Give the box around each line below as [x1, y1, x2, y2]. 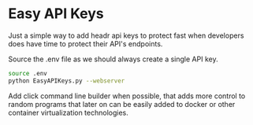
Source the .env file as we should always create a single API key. [8, 54, 218, 64]
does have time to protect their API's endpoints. [8, 39, 163, 48]
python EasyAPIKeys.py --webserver [8, 76, 125, 85]
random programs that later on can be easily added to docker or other [8, 99, 236, 108]
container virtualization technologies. [8, 108, 128, 117]
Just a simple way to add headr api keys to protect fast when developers [8, 31, 244, 40]
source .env [8, 69, 47, 77]
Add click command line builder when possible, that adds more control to [8, 91, 246, 101]
